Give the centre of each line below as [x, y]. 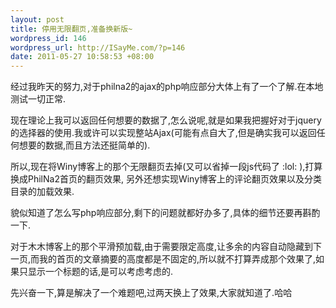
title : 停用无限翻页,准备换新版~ [71, 29]
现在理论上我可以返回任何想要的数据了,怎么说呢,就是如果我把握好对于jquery [166, 120]
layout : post [37, 19]
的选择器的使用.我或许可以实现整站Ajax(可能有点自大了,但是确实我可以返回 [163, 133]
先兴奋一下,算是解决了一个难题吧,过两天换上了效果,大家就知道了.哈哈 [151, 293]
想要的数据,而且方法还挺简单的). [84, 145]
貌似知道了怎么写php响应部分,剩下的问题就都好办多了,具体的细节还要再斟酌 [165, 213]
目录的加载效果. [42, 192]
